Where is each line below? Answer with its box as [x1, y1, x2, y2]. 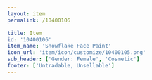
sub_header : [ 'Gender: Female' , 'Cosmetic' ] [7, 55, 140, 63]
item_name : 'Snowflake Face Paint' [7, 43, 112, 50]
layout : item [7, 10, 46, 18]
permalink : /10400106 [7, 17, 71, 24]
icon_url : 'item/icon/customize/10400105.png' [7, 49, 146, 56]
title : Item [7, 29, 42, 36]
